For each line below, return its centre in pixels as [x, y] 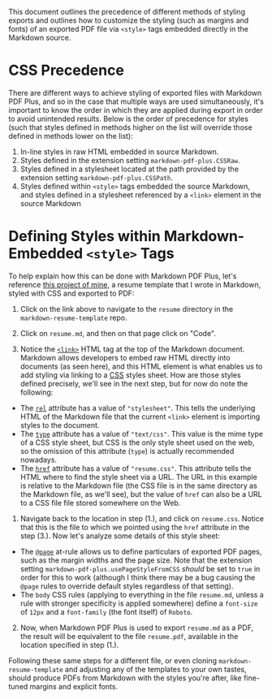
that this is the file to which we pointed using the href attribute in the [135, 527]
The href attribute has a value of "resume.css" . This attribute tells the [136, 468]
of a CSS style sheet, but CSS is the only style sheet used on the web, [137, 442]
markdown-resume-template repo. [73, 317]
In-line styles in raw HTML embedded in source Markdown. [119, 151]
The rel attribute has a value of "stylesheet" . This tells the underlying [138, 408]
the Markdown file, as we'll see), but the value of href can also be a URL [141, 494]
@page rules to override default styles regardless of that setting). [127, 586]
